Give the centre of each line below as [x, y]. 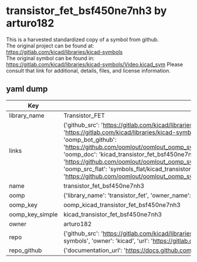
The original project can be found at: [50, 46]
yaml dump [27, 89]
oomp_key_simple [33, 214]
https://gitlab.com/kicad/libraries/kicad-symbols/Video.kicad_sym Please [95, 64]
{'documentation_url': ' [95, 250]
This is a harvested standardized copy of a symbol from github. [83, 39]
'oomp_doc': [81, 154]
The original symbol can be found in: [50, 58]
